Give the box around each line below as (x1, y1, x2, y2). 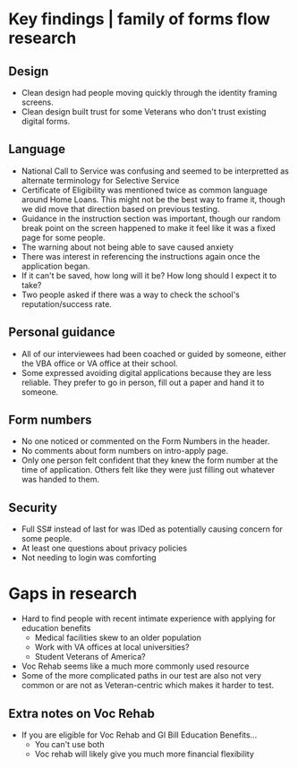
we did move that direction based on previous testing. (21, 203, 220, 214)
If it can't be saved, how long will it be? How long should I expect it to (21, 269, 277, 281)
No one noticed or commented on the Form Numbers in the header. (21, 436, 270, 447)
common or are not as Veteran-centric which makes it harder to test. (21, 680, 275, 691)
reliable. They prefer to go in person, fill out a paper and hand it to (21, 377, 265, 388)
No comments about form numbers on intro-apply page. (21, 446, 229, 457)
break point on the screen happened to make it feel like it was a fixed (21, 222, 277, 233)
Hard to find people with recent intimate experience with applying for (21, 613, 277, 624)
